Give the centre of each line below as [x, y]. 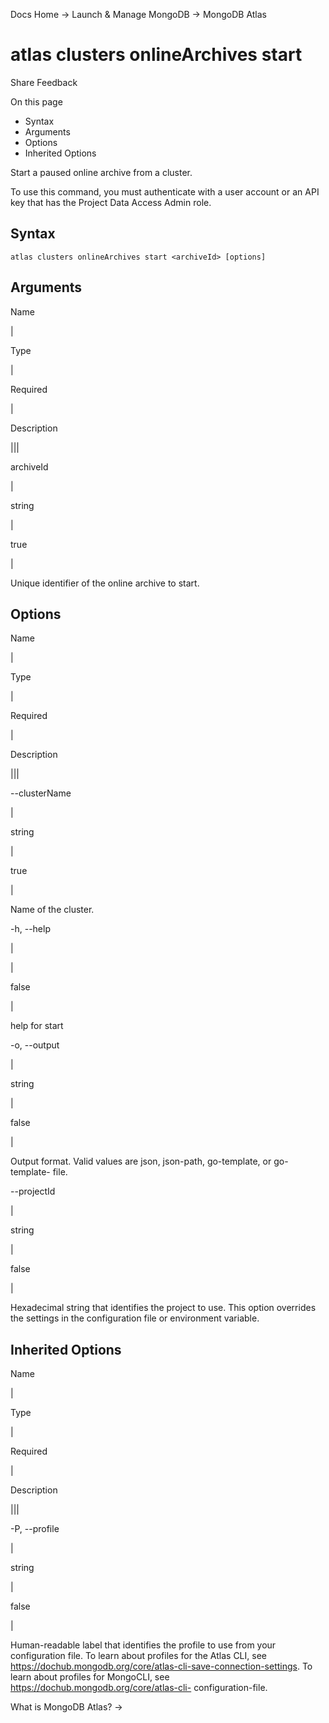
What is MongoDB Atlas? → [66, 1707]
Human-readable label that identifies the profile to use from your [143, 1645]
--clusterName [41, 793]
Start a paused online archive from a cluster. [101, 172]
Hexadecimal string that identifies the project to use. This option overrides [163, 1308]
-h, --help [30, 929]
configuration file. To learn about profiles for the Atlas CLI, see [138, 1656]
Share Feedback [44, 82]
